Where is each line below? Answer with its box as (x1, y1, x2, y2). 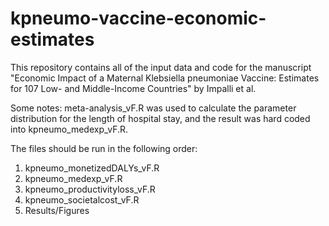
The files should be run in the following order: (10, 142, 198, 154)
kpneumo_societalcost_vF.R (24, 193, 140, 206)
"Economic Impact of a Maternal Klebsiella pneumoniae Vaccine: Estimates (10, 72, 320, 84)
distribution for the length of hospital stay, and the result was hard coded (10, 112, 311, 124)
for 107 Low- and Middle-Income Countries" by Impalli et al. (10, 82, 257, 94)
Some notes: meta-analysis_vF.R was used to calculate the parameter (10, 102, 297, 114)
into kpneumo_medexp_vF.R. (10, 123, 129, 135)
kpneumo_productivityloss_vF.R (24, 183, 156, 195)
